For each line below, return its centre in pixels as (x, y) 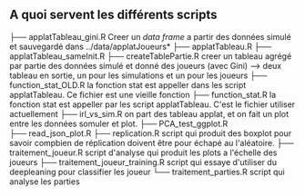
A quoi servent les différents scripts (113, 15)
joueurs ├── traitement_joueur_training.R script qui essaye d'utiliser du (143, 162)
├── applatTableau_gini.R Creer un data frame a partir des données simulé (150, 36)
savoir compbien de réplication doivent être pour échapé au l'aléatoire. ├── (152, 142)
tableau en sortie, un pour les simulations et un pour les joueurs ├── (138, 75)
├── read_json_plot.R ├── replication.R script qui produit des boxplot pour (151, 133)
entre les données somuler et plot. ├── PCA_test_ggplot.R (119, 123)
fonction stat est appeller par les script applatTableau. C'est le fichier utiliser (152, 104)
